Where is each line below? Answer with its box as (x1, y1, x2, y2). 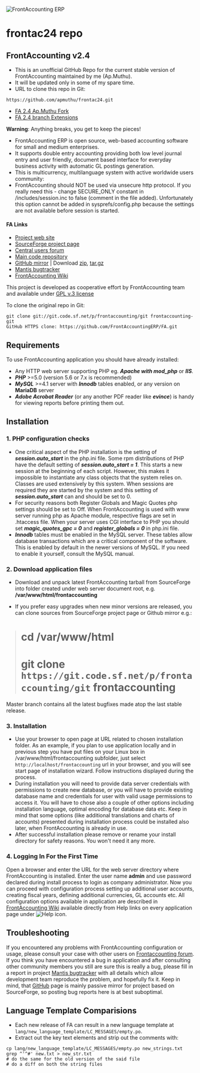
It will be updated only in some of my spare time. (14, 79, 135, 86)
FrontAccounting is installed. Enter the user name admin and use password (6, 872, 192, 880)
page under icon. (6, 910, 67, 917)
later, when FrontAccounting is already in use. (14, 825, 128, 832)
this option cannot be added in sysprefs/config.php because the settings (14, 201, 195, 208)
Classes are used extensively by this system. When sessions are (14, 480, 174, 487)
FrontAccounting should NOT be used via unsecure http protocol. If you (14, 181, 191, 189)
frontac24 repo (6, 27, 83, 40)
